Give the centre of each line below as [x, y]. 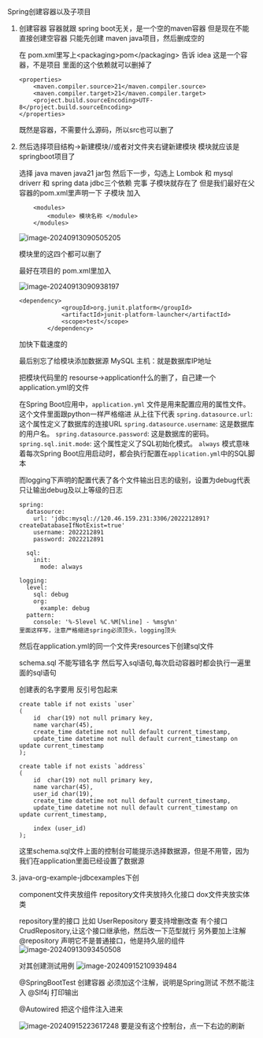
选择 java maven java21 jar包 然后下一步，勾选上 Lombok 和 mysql [126, 173]
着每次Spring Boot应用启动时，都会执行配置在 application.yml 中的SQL [133, 453]
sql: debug [51, 594]
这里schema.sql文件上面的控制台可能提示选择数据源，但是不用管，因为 [134, 851]
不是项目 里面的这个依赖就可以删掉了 [93, 65]
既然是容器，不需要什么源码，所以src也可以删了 [96, 130]
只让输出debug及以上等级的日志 [70, 490]
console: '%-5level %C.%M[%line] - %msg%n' [106, 622]
